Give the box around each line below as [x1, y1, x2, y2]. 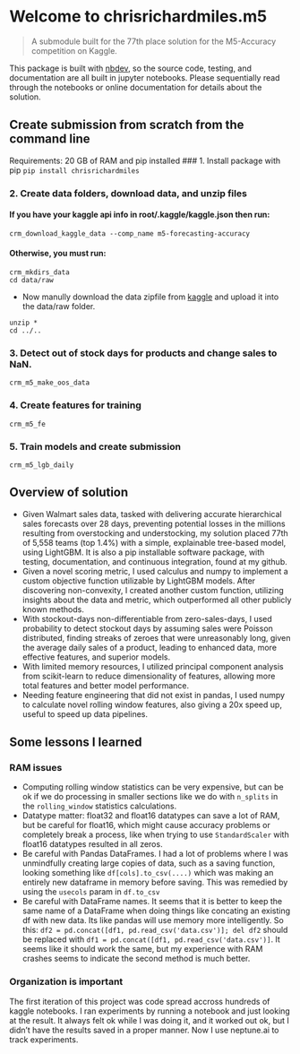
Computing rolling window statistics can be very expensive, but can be [21, 782, 284, 792]
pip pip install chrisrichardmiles [9, 164, 141, 176]
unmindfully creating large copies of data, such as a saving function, [21, 858, 276, 868]
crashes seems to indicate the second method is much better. [21, 953, 251, 964]
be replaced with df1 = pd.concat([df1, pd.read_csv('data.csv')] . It [21, 934, 280, 945]
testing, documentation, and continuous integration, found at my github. [21, 556, 288, 566]
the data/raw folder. [21, 301, 96, 312]
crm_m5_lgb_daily [9, 460, 74, 470]
